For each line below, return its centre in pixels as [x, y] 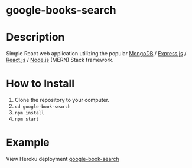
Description [35, 37]
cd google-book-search [43, 107]
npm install [29, 113]
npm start [27, 119]
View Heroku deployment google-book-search [63, 159]
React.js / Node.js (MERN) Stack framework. [60, 60]
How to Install [40, 84]
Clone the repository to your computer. [62, 100]
